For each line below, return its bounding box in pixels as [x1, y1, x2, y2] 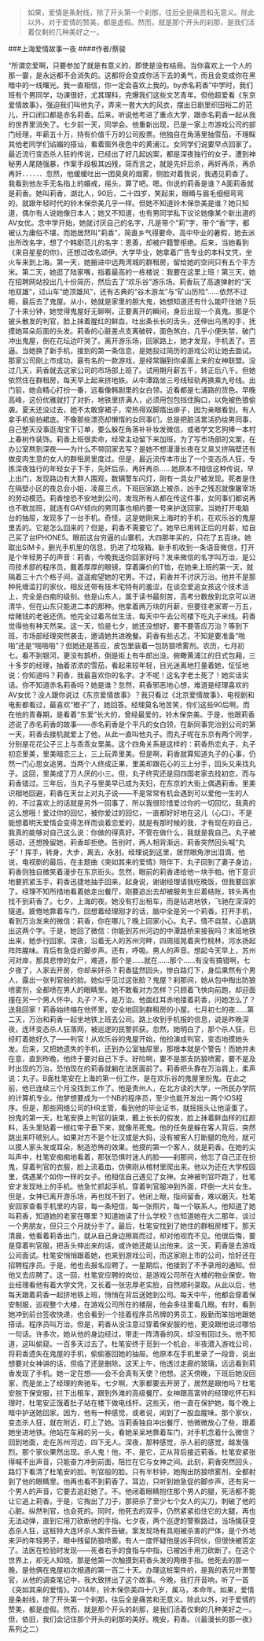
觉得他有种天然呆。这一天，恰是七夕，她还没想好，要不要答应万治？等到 [8, 621, 242, 630]
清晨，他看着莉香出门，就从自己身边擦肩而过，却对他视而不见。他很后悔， [8, 1231, 249, 1240]
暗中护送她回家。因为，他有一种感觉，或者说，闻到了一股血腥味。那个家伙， [8, 1408, 256, 1417]
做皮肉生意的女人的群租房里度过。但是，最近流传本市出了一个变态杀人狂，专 [8, 454, 256, 463]
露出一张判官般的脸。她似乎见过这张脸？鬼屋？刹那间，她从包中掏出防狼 [21, 975, 256, 984]
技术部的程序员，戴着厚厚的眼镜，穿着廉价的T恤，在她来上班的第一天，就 [14, 562, 254, 571]
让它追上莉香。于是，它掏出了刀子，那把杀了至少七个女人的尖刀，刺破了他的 [8, 1496, 256, 1506]
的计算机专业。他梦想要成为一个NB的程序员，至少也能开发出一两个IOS [8, 1093, 236, 1102]
